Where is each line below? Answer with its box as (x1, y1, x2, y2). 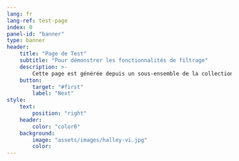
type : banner (6, 37, 46, 44)
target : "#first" (32, 83, 83, 90)
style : (6, 97, 26, 104)
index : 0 (6, 24, 33, 31)
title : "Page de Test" (19, 51, 87, 58)
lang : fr (6, 10, 33, 18)
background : (19, 130, 55, 137)
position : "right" (32, 110, 87, 117)
